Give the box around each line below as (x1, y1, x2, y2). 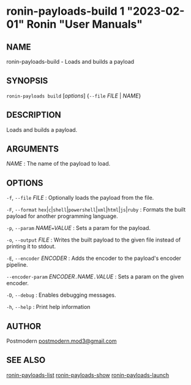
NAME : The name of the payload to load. (6, 160, 111, 167)
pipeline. (6, 261, 28, 269)
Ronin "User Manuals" (26, 17, 143, 31)
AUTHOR (6, 321, 42, 332)
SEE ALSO (6, 355, 46, 365)
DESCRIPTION (6, 110, 61, 120)
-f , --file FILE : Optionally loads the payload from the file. (6, 194, 154, 202)
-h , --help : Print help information (6, 303, 91, 311)
